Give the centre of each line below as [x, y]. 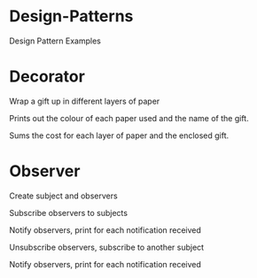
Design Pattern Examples [55, 41]
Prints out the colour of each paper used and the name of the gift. [129, 118]
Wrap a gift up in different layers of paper [85, 101]
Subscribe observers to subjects [69, 212]
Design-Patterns [71, 16]
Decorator [47, 77]
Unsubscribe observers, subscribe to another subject [107, 247]
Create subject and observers [63, 196]
